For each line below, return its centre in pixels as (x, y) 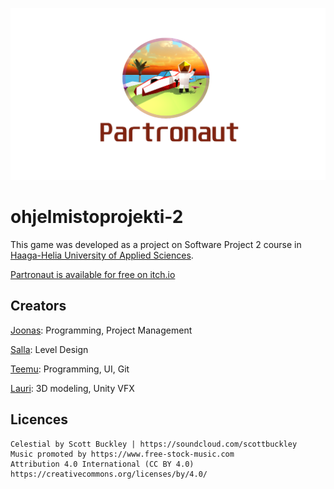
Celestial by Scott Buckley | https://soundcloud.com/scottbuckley (154, 444)
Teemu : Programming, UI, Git (70, 369)
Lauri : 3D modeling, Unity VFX (72, 388)
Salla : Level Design (49, 349)
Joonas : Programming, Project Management (101, 330)
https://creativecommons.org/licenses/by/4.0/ (109, 474)
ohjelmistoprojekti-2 (97, 217)
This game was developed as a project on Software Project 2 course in (156, 245)
